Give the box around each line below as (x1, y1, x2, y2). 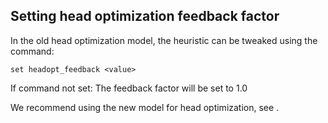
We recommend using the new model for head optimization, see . (10, 101, 280, 113)
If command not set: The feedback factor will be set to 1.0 (10, 82, 248, 94)
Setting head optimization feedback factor (10, 8, 280, 25)
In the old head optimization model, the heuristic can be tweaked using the (10, 34, 318, 46)
